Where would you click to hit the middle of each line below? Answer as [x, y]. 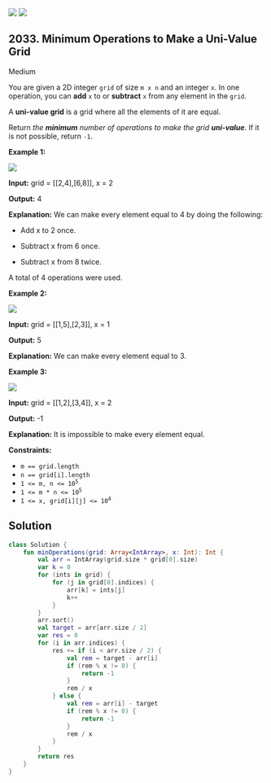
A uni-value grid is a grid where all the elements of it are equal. [115, 112]
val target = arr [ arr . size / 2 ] [93, 628]
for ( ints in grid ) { [74, 575]
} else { [67, 696]
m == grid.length [50, 466]
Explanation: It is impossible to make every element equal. [107, 434]
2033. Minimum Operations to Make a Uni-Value [133, 39]
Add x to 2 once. [48, 230]
